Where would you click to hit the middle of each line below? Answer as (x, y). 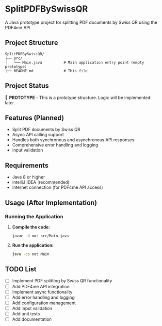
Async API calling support (38, 135)
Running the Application (34, 216)
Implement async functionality (42, 292)
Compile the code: (31, 227)
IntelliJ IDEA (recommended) (41, 182)
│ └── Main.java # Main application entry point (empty (75, 62)
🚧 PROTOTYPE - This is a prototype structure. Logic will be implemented (78, 98)
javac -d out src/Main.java (40, 236)
